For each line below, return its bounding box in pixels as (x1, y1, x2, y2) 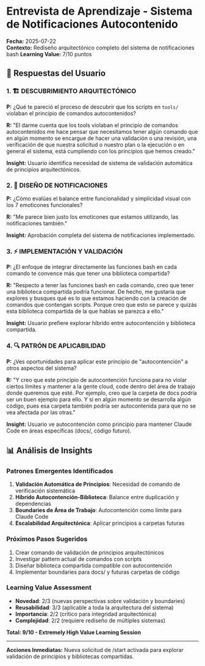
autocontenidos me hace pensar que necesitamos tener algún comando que (6, 128, 198, 135)
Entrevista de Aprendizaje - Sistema (6, 4, 193, 18)
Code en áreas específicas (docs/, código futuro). (6, 426, 132, 434)
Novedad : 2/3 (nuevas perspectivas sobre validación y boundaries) (15, 597, 185, 604)
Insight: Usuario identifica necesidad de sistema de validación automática (6, 159, 193, 166)
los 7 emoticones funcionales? (6, 201, 83, 208)
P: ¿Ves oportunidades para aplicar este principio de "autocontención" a (6, 357, 188, 365)
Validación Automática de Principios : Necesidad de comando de (15, 481, 181, 488)
